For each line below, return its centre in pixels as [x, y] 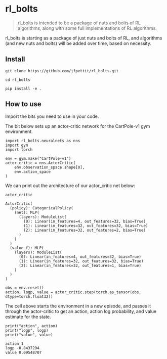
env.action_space [33, 172]
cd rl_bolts [18, 80]
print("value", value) [29, 335]
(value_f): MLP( [27, 248]
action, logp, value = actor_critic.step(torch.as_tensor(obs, [73, 292]
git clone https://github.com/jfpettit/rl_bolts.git [62, 71]
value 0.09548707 [24, 352]
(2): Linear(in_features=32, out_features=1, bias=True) [80, 265]
